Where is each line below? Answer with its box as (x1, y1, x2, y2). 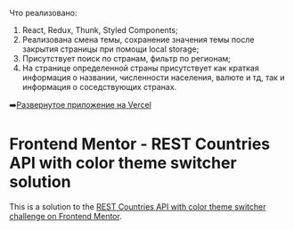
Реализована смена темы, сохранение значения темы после (21, 35, 255, 45)
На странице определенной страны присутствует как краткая (21, 62, 260, 73)
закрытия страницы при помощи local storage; (21, 44, 200, 54)
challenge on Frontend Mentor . (9, 210, 122, 221)
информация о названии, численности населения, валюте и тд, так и (21, 72, 285, 83)
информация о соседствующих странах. (21, 82, 177, 92)
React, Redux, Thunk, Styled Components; (21, 25, 178, 35)
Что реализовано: (9, 8, 78, 18)
